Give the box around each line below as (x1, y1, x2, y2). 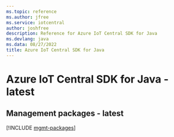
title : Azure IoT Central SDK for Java (6, 47, 105, 53)
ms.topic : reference (6, 8, 57, 15)
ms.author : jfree (6, 14, 49, 20)
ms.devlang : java (6, 36, 49, 42)
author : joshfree (6, 25, 49, 31)
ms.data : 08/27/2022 (6, 42, 57, 48)
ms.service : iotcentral (6, 19, 65, 25)
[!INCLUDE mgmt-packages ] (6, 124, 76, 131)
